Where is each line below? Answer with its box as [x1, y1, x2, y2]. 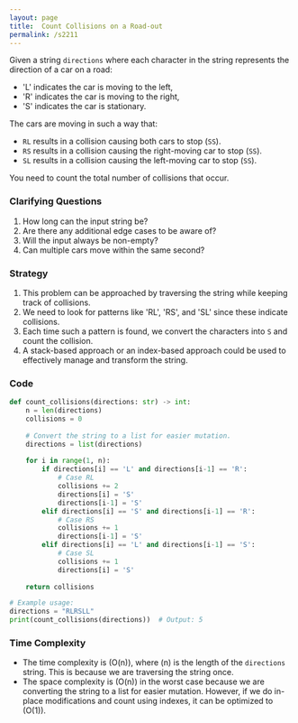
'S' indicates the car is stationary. [22, 101, 147, 112]
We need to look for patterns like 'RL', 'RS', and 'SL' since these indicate [22, 306, 288, 317]
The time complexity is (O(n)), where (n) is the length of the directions [22, 657, 286, 668]
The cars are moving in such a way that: [9, 118, 158, 129]
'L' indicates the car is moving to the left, [22, 82, 174, 93]
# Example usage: [9, 598, 75, 607]
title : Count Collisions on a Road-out [9, 22, 164, 31]
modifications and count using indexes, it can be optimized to [44, 696, 274, 707]
